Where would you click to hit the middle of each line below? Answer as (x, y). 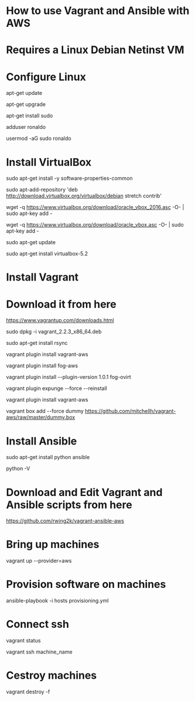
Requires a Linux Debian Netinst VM (95, 50)
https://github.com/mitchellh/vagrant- (130, 411)
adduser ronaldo (26, 127)
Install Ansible (42, 441)
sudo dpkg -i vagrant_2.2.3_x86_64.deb (54, 331)
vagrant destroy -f (28, 692)
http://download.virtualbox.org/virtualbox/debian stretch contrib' (84, 196)
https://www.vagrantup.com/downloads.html (60, 320)
